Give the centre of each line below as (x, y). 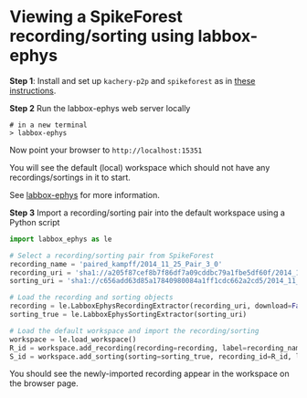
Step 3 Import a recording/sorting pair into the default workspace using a (148, 213)
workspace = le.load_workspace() (73, 340)
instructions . (33, 90)
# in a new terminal (49, 125)
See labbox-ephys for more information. (85, 194)
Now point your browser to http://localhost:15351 (106, 150)
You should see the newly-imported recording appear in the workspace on (149, 374)
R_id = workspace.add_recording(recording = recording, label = (128, 348)
